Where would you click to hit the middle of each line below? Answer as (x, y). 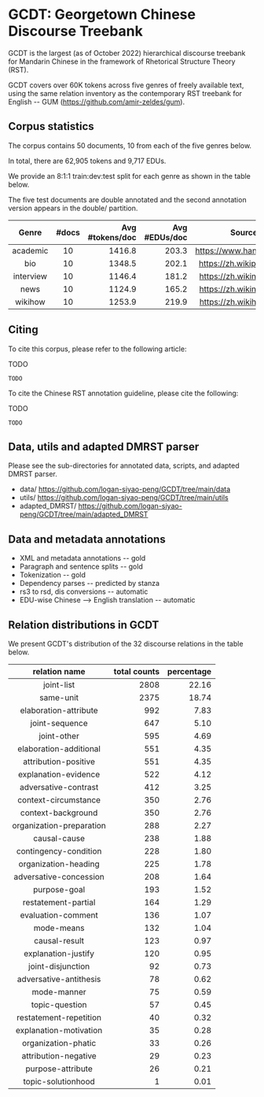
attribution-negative (59, 1056)
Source (244, 232)
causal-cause (59, 838)
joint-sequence (59, 723)
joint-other (59, 736)
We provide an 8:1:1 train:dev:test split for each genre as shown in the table (130, 176)
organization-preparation (59, 826)
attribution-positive (59, 762)
